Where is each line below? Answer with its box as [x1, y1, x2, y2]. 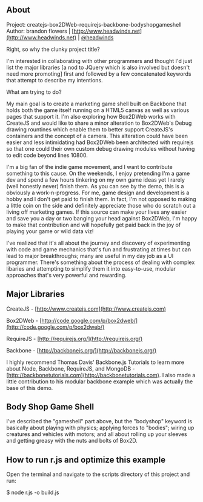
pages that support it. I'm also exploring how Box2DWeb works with [6, 113, 176, 120]
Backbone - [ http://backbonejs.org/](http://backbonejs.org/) [6, 346, 157, 354]
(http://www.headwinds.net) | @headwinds [6, 33, 114, 41]
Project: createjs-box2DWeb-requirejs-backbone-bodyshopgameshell [6, 21, 182, 28]
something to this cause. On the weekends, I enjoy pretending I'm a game [6, 170, 190, 177]
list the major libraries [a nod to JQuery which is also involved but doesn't [6, 64, 190, 71]
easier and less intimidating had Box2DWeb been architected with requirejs [6, 139, 194, 146]
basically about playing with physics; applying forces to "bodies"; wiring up [6, 424, 195, 432]
